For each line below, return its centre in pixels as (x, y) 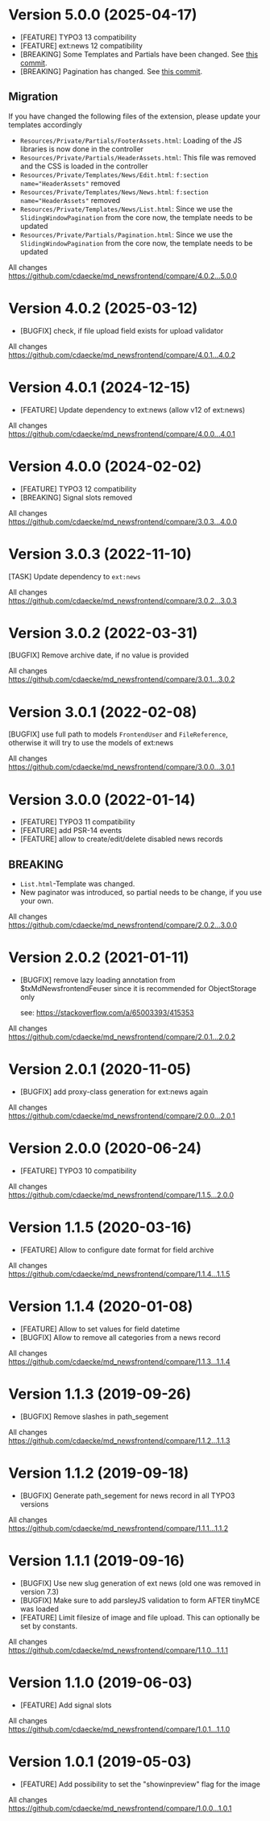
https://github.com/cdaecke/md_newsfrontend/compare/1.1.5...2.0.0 (121, 1195)
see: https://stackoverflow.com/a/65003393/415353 (107, 1013)
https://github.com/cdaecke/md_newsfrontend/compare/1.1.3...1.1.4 (120, 1361)
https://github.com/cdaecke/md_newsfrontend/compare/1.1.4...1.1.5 (119, 1274)
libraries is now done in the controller (81, 149)
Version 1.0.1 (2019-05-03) (100, 1761)
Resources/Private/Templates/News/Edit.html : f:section (114, 174)
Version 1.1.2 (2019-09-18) (99, 1473)
